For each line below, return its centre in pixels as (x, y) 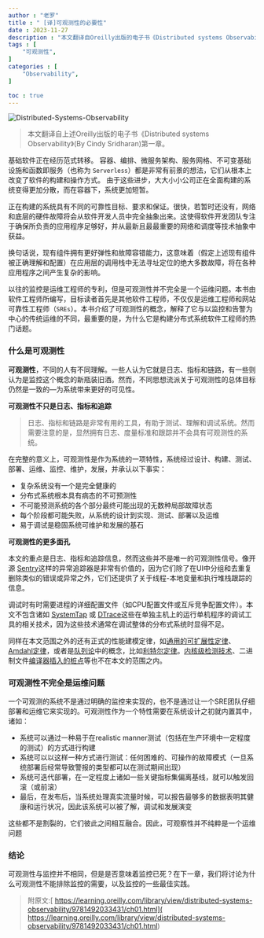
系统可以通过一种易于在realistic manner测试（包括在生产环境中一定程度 (135, 738)
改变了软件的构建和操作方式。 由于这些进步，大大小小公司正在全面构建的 (126, 180)
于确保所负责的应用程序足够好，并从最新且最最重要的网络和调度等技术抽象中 (132, 226)
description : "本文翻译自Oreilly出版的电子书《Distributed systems (115, 37)
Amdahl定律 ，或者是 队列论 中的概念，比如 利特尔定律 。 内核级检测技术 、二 (127, 650)
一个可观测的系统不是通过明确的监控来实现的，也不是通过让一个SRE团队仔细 (132, 701)
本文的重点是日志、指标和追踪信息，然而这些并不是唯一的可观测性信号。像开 (132, 558)
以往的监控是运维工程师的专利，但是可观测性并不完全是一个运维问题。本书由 (132, 289)
